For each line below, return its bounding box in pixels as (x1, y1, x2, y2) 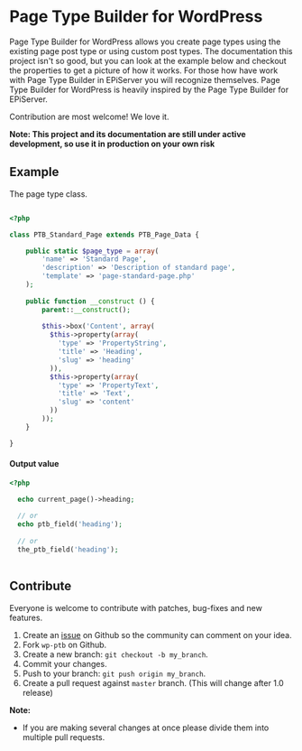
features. (9, 612, 43, 623)
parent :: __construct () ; (41, 305, 131, 314)
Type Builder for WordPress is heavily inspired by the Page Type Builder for (9, 84, 289, 95)
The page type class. (9, 188, 88, 199)
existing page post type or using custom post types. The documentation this (9, 45, 293, 56)
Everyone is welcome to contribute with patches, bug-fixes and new (9, 602, 263, 613)
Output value (9, 459, 59, 469)
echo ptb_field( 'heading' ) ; (17, 520, 124, 529)
